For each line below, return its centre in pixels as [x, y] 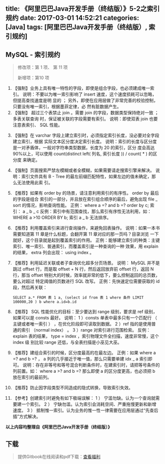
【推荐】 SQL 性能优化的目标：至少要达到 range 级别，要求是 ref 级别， [85, 312]
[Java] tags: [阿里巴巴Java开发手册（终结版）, [76, 27]
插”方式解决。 [26, 416]
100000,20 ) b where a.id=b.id [45, 302]
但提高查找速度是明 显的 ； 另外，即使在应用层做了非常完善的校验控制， [85, 101]
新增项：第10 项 [33, 78]
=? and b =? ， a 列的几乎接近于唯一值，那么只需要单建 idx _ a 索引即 [82, 359]
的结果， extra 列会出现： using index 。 [53, 253]
